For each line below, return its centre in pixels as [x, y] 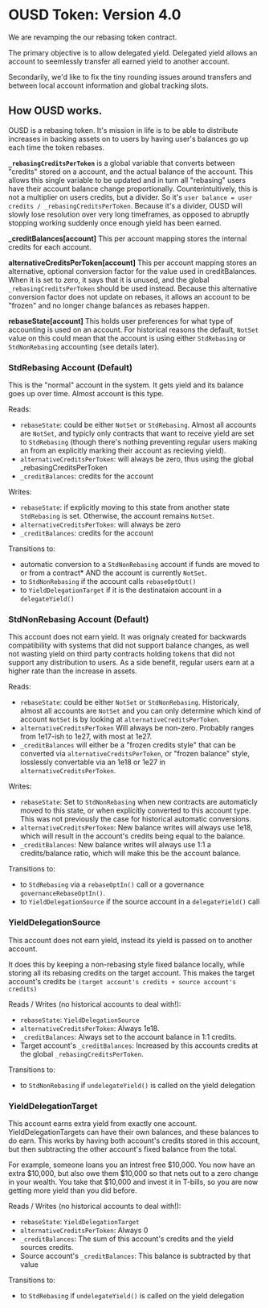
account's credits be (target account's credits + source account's [122, 981]
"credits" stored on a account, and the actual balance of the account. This [131, 172]
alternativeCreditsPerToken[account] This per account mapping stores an [132, 263]
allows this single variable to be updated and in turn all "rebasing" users [127, 180]
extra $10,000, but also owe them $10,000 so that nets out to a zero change [133, 1173]
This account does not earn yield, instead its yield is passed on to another [130, 940]
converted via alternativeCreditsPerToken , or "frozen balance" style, [135, 754]
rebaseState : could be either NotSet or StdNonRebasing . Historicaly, [129, 702]
